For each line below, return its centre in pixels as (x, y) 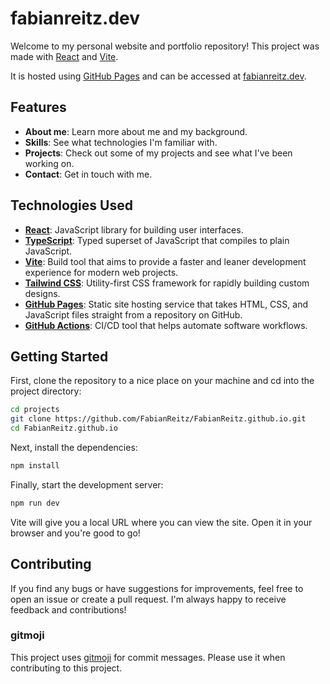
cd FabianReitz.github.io (64, 428)
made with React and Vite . (64, 56)
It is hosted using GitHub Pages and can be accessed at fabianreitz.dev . (158, 76)
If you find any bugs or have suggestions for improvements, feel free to (157, 588)
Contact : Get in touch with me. (88, 174)
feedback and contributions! (68, 609)
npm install (35, 466)
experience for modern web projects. (101, 272)
